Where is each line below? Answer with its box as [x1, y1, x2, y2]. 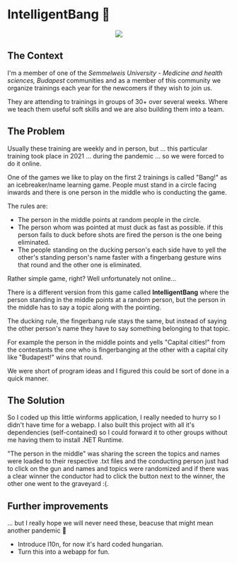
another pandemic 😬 [7, 526, 67, 535]
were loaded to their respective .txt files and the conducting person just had [7, 457, 229, 465]
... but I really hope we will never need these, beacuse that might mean [7, 519, 214, 528]
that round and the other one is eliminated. [17, 260, 142, 269]
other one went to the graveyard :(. [7, 480, 109, 488]
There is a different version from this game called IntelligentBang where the [7, 288, 230, 296]
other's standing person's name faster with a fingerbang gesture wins [17, 253, 221, 261]
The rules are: [7, 202, 48, 210]
